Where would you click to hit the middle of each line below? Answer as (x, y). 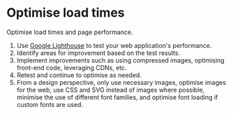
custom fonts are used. (50, 104)
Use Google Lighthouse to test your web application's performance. (114, 45)
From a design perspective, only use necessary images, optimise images (121, 82)
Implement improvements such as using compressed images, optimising (120, 60)
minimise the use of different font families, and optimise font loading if (117, 97)
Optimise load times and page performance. (70, 32)
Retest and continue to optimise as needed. (79, 75)
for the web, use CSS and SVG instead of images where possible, (111, 90)
